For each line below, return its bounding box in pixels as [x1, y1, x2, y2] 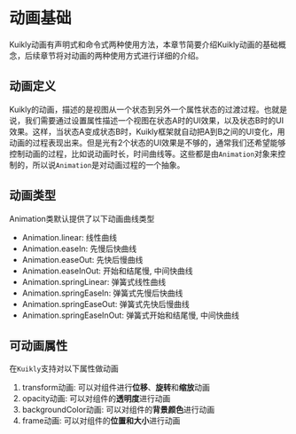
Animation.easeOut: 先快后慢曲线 [21, 254, 144, 264]
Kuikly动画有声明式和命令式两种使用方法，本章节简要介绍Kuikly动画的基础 [9, 39, 279, 50]
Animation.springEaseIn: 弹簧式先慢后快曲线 [21, 288, 183, 298]
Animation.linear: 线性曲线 [21, 232, 118, 242]
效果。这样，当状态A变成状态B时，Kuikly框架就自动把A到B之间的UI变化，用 [9, 126, 285, 137]
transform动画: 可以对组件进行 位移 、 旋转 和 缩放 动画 [21, 383, 211, 393]
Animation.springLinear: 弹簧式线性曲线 [21, 276, 167, 287]
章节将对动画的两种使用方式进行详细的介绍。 [39, 50, 204, 60]
